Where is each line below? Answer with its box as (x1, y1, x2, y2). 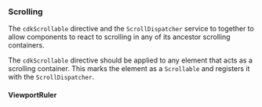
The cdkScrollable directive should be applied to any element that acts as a (8, 55, 253, 65)
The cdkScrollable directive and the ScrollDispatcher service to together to (8, 24, 255, 34)
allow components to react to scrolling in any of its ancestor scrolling (8, 32, 231, 41)
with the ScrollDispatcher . (8, 73, 95, 82)
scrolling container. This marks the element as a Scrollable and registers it (8, 64, 250, 73)
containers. (8, 41, 45, 50)
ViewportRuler (8, 90, 57, 99)
